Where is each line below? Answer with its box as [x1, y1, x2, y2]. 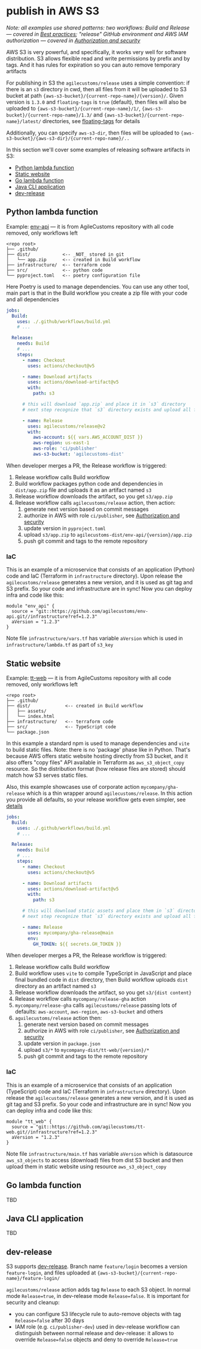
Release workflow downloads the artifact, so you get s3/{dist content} [14, 989, 192, 996]
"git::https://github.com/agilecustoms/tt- [35, 1124, 146, 1130]
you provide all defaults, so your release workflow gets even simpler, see [6, 795, 186, 803]
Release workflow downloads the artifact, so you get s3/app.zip [14, 492, 173, 499]
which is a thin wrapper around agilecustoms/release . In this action [26, 789, 193, 797]
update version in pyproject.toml [23, 524, 106, 532]
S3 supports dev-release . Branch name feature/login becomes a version [6, 1263, 187, 1270]
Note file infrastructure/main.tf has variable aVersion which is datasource [6, 1150, 193, 1157]
